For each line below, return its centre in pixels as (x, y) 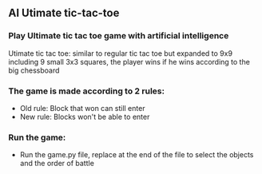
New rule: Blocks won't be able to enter (85, 117)
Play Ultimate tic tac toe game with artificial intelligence (119, 36)
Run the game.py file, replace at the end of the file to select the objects (137, 155)
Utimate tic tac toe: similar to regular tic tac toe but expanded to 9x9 (121, 53)
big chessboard (34, 70)
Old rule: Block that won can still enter (82, 108)
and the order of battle (57, 164)
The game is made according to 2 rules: (87, 91)
